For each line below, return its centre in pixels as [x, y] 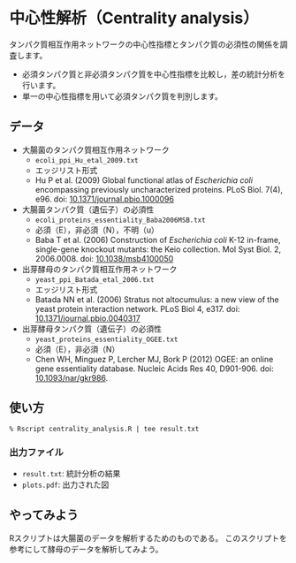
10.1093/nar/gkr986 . [72, 377]
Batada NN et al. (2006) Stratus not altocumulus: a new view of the [157, 299]
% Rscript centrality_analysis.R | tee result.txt [104, 429]
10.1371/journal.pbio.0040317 [88, 318]
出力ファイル [37, 453]
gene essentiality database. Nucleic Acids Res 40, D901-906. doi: [154, 369]
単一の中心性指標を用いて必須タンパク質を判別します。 [122, 96]
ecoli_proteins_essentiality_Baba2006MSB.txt [120, 220]
